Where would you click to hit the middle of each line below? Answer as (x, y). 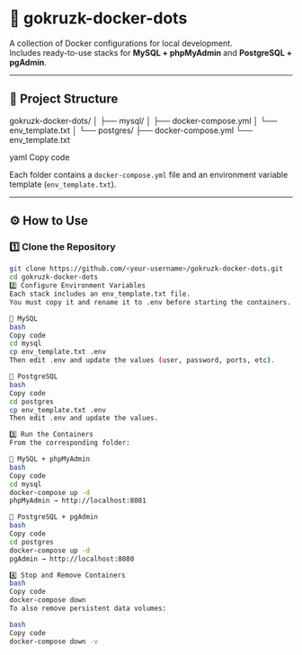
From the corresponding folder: (70, 443)
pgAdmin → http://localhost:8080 (72, 559)
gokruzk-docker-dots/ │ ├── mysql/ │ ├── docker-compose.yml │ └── (143, 120)
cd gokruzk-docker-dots (54, 278)
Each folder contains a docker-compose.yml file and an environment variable (149, 174)
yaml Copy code (40, 157)
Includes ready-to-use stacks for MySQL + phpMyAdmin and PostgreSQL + (151, 52)
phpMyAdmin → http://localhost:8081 (78, 501)
